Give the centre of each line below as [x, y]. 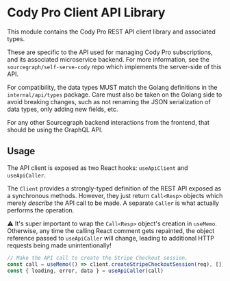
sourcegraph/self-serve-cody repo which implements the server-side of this [114, 66]
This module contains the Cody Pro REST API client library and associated [111, 32]
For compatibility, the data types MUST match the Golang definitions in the [112, 87]
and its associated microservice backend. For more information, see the [108, 59]
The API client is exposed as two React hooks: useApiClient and [98, 168]
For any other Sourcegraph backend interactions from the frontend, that [108, 122]
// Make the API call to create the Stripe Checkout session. [98, 258]
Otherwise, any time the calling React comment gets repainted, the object [111, 230]
